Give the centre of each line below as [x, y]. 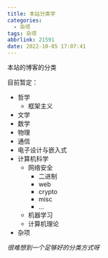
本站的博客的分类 [32, 67]
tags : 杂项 [22, 33]
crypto [48, 192]
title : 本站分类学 [32, 14]
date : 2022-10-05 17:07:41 [47, 46]
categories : [25, 20]
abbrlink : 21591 [31, 40]
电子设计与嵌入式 [42, 150]
